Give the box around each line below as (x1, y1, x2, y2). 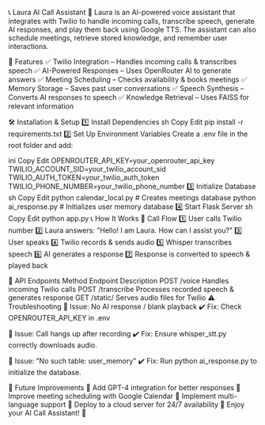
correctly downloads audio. (8, 340, 97, 350)
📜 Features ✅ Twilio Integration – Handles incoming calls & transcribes (8, 57, 237, 66)
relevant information (8, 101, 74, 111)
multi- (218, 392, 237, 400)
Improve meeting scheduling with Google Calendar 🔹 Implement (8, 392, 217, 400)
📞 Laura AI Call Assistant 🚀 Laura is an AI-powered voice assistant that (8, 8, 236, 17)
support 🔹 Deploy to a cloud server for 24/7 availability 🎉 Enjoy (40, 400, 245, 409)
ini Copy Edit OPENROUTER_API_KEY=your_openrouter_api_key (8, 156, 215, 165)
